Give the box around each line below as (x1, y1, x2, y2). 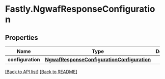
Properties (5, 33, 38, 42)
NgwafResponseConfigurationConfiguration (45, 56, 151, 63)
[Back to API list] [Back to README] (5, 69, 78, 75)
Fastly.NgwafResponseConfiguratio (5, 3, 156, 15)
